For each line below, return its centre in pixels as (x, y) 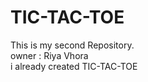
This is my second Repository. (72, 45)
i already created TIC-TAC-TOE (74, 66)
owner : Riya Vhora (49, 55)
